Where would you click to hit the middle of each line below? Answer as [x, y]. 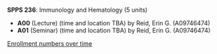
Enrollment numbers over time [50, 43]
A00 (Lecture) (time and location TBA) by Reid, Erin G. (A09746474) [114, 23]
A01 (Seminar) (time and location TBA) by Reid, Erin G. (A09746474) [114, 30]
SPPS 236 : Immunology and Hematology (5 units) [77, 10]
